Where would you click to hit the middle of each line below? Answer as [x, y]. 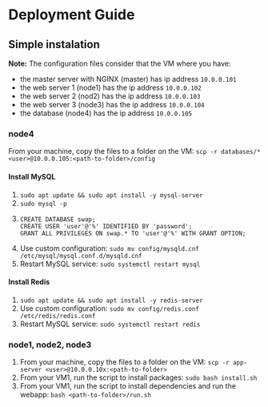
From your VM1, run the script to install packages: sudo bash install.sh [138, 377]
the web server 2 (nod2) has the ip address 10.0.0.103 [110, 96]
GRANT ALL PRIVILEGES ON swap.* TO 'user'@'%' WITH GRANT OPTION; [133, 233]
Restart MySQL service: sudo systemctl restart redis [110, 324]
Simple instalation [54, 44]
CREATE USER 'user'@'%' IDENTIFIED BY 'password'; [106, 226]
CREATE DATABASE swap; [58, 219]
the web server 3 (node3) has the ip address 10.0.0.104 [112, 105]
